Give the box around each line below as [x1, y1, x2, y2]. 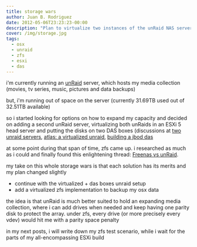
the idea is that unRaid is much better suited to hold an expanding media [6, 198, 181, 205]
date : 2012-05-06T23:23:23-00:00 [6, 19, 88, 25]
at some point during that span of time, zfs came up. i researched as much [6, 145, 186, 152]
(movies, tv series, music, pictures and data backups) [6, 86, 136, 93]
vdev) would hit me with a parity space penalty [6, 216, 120, 223]
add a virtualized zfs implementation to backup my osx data [14, 186, 159, 193]
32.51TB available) [6, 104, 51, 111]
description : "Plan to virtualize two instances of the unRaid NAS [6, 25, 175, 31]
